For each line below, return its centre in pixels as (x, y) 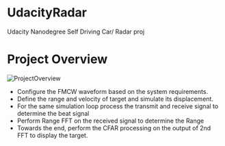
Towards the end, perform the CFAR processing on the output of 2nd (114, 127)
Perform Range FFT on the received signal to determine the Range (110, 121)
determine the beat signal (53, 113)
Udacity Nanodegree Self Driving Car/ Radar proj (76, 32)
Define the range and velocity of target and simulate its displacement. (115, 99)
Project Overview (57, 59)
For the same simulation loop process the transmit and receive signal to (118, 106)
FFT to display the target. (52, 135)
